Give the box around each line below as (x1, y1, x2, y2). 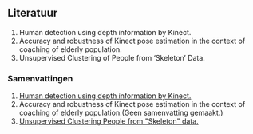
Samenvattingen (7, 73, 73, 84)
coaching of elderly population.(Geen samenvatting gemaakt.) (18, 108, 223, 118)
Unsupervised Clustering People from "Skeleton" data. (18, 116, 199, 126)
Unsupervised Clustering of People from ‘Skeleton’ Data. (18, 53, 205, 62)
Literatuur (7, 6, 58, 20)
